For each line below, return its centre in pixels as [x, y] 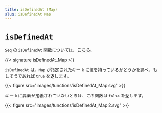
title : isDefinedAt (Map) [31, 9]
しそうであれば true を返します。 [38, 76]
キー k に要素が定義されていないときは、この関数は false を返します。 [75, 96]
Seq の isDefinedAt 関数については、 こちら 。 [50, 50]
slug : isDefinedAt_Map [28, 14]
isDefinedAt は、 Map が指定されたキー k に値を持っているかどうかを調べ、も [81, 70]
